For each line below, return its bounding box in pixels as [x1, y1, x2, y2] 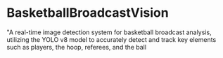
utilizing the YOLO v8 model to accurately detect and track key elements [6, 35, 217, 43]
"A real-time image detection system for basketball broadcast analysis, [6, 28, 212, 36]
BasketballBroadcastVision [6, 5, 170, 21]
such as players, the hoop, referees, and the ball [6, 43, 147, 51]
